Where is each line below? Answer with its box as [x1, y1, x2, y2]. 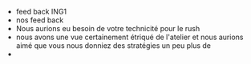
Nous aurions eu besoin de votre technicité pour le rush [15, 24, 200, 33]
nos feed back [15, 15, 64, 25]
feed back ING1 [15, 7, 67, 16]
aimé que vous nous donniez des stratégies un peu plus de [15, 41, 211, 50]
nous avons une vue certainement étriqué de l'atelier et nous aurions [15, 32, 244, 42]
